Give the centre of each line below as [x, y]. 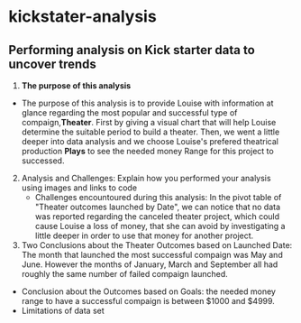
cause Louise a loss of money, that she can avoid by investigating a [160, 226]
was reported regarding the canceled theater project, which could [157, 217]
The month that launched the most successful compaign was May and [152, 255]
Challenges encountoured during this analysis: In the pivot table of [158, 197]
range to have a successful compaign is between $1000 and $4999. [148, 301]
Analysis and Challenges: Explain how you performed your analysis [146, 178]
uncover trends [52, 64]
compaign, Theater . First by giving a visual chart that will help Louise [149, 122]
